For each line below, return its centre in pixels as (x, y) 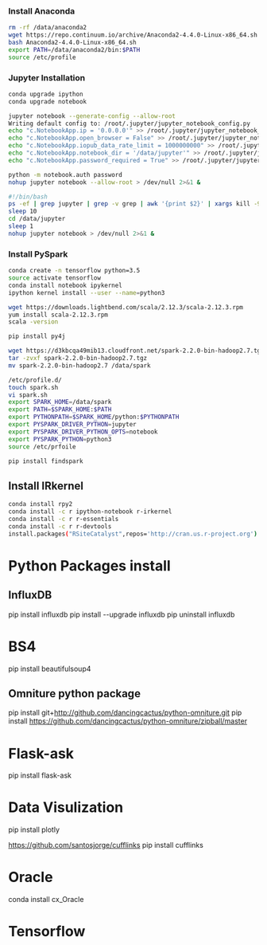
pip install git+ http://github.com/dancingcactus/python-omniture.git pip (125, 713)
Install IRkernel (46, 486)
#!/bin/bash (28, 197)
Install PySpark (38, 254)
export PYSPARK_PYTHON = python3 (60, 439)
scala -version (33, 322)
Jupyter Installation (47, 77)
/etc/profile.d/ (35, 380)
